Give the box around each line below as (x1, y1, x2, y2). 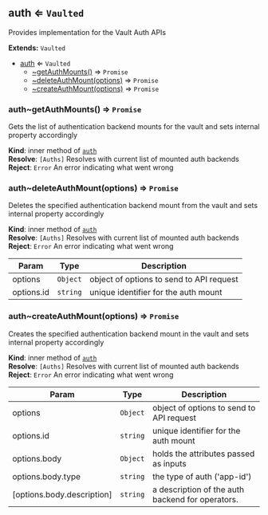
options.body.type (12, 470, 81, 482)
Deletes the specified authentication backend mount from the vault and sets (8, 201, 258, 210)
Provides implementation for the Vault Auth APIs (8, 27, 166, 37)
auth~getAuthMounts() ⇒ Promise (8, 104, 142, 115)
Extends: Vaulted (8, 43, 66, 53)
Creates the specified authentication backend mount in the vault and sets (8, 328, 250, 338)
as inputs (152, 458, 187, 469)
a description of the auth (152, 484, 245, 495)
